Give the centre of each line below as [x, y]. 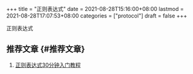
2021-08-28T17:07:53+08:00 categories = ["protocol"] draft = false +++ [97, 16]
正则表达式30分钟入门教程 [48, 65]
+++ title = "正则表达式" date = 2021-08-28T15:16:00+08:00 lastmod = [95, 9]
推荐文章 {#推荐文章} [46, 49]
